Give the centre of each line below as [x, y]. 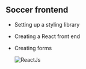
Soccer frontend [37, 10]
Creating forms [33, 48]
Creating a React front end [47, 36]
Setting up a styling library [47, 24]
